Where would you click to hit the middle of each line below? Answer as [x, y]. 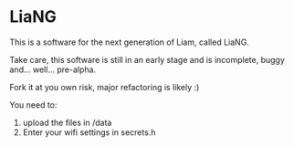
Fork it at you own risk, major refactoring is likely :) [105, 87]
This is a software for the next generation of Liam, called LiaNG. [129, 42]
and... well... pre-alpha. [53, 69]
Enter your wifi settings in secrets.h [89, 132]
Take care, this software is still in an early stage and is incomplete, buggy [147, 59]
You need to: [33, 105]
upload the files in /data [67, 122]
